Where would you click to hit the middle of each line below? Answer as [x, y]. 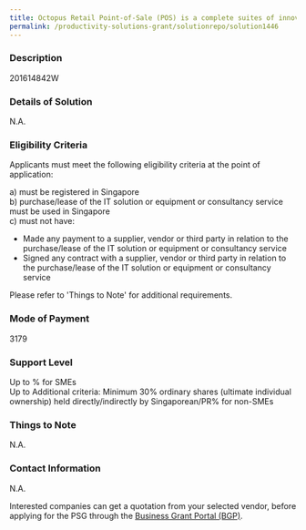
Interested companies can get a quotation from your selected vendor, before [153, 505]
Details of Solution [51, 101]
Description [36, 58]
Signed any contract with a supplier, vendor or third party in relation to [154, 258]
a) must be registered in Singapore [74, 192]
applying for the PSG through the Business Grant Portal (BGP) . [126, 515]
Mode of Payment [49, 319]
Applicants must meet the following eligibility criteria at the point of [135, 165]
